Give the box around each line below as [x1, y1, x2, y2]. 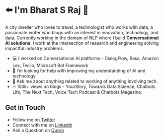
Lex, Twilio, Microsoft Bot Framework [12, 62, 88, 68]
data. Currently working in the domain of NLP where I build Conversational [5, 35, 159, 41]
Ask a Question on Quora [12, 127, 64, 133]
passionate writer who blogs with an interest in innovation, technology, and [5, 29, 159, 35]
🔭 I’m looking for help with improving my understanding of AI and [12, 68, 146, 73]
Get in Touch [5, 103, 46, 112]
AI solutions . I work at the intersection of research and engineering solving [5, 40, 159, 46]
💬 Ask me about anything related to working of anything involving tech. [12, 78, 158, 84]
